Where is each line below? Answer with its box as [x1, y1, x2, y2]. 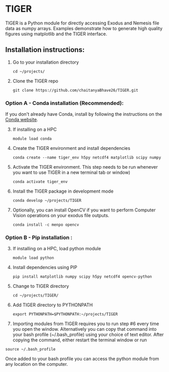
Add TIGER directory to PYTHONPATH [12, 302, 93, 308]
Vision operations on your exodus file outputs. [12, 212, 109, 219]
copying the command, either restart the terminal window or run [12, 337, 147, 343]
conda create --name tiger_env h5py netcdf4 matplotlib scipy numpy [12, 155, 161, 161]
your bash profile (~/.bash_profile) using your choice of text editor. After [12, 332, 164, 338]
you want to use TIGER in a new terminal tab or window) [12, 169, 131, 176]
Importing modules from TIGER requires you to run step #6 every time [12, 321, 159, 327]
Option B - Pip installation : [5, 234, 73, 241]
